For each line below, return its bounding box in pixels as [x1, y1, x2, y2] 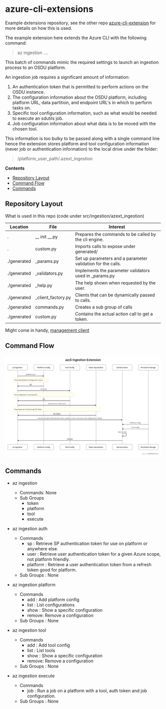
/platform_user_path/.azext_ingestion [17, 155, 93, 162]
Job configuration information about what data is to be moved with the [12, 120, 156, 126]
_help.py [35, 283, 53, 288]
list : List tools [27, 647, 55, 653]
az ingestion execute [12, 673, 55, 679]
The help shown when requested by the [75, 280, 156, 286]
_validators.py [35, 270, 63, 276]
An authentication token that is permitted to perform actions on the [12, 83, 149, 90]
